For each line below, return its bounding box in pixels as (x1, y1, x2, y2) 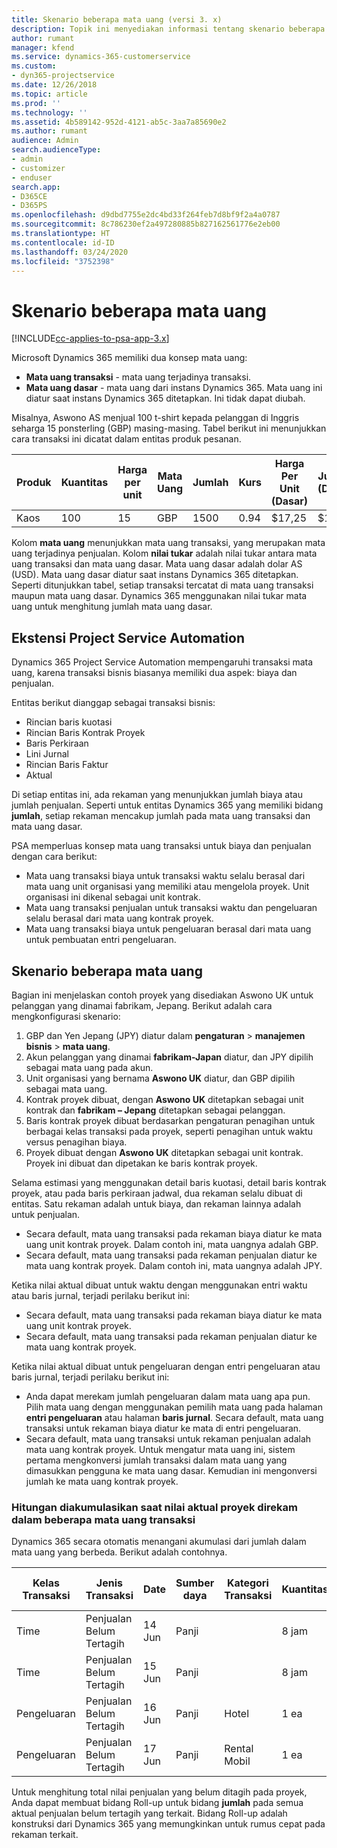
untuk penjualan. (11, 1208, 81, 1220)
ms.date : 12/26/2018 (11, 80, 98, 90)
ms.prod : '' (11, 98, 61, 108)
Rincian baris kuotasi (25, 716, 113, 728)
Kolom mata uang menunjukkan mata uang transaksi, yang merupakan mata (11, 537, 326, 549)
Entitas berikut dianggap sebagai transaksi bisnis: (11, 697, 216, 709)
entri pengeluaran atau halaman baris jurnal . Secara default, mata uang (25, 1411, 324, 1423)
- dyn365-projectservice (11, 71, 115, 81)
